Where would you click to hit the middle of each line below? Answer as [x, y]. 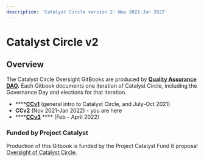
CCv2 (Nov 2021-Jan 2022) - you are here [69, 110]
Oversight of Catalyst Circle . [42, 152]
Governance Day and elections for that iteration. [66, 92]
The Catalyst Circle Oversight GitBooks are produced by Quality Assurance [101, 79]
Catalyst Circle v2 [52, 42]
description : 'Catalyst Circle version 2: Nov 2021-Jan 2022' [87, 12]
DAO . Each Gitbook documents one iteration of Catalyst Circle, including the [102, 85]
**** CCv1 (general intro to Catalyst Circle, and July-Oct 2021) [93, 104]
